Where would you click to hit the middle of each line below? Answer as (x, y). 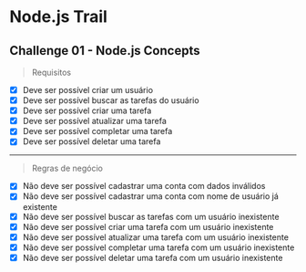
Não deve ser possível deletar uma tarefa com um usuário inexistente (153, 257)
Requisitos (51, 72)
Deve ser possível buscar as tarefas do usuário (111, 100)
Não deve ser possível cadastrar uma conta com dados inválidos (144, 186)
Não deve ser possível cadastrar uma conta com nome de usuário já (151, 196)
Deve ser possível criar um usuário (87, 90)
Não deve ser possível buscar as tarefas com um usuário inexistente (151, 216)
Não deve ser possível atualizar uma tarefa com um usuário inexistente (156, 237)
